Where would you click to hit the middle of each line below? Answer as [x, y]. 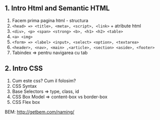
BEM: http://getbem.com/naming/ [40, 112]
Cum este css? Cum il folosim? [44, 81]
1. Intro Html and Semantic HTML [57, 8]
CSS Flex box [26, 102]
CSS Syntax [24, 86]
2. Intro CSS [24, 68]
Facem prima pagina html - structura [50, 20]
